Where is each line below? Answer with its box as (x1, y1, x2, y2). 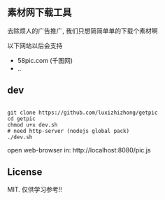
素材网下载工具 (7, 6, 72, 19)
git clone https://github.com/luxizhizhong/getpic (7, 109, 158, 116)
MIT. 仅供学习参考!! (7, 185, 62, 194)
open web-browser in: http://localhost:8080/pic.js (7, 145, 152, 154)
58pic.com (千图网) (17, 56, 73, 64)
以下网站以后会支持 (7, 41, 63, 50)
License (7, 166, 43, 178)
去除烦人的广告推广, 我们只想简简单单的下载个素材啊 (7, 27, 158, 35)
